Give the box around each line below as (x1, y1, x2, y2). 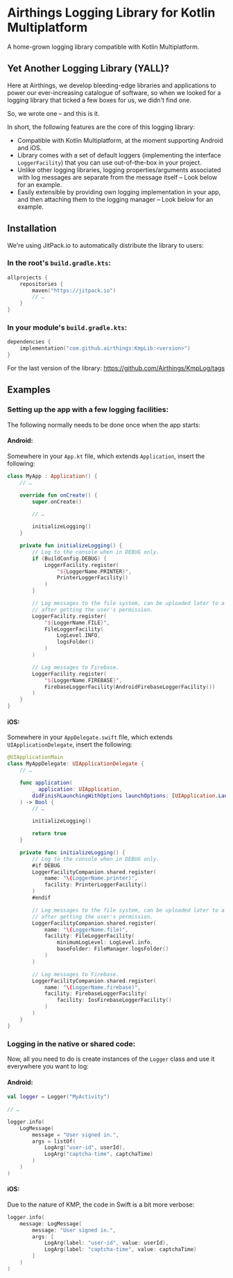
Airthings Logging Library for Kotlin (7, 5, 216, 21)
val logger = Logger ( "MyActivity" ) (7, 1093, 110, 1100)
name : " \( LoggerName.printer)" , (44, 875, 138, 882)
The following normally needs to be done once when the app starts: (7, 420, 201, 429)
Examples (7, 384, 51, 396)
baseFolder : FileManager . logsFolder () (56, 946, 169, 953)
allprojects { (7, 274, 49, 281)
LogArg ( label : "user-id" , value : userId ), (44, 1240, 169, 1247)
